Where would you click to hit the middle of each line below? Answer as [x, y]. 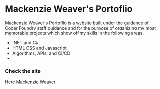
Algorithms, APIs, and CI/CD [41, 53]
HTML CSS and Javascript [40, 48]
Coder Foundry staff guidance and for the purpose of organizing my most [80, 28]
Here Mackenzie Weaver [30, 82]
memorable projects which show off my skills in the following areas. [75, 33]
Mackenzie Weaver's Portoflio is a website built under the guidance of [77, 23]
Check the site [23, 71]
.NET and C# [25, 42]
